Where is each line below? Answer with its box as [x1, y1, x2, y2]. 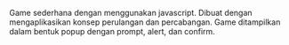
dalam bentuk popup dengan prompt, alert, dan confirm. [9, 26, 215, 36]
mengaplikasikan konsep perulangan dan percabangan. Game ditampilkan [9, 17, 281, 27]
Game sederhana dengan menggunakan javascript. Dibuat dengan [9, 8, 253, 18]
